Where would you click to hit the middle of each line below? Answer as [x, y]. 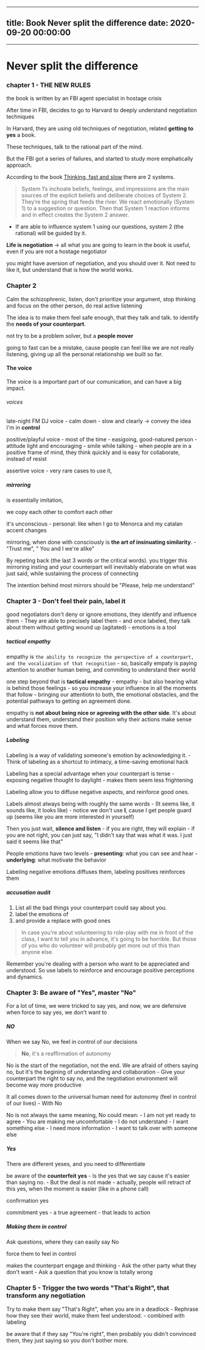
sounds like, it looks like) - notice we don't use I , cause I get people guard [99, 810]
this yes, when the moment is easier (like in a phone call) [77, 1189]
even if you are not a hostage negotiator [57, 252]
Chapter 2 [21, 286]
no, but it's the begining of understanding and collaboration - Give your [96, 1072]
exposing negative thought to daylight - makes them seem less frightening [100, 780]
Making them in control [37, 1227]
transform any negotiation [46, 1296]
